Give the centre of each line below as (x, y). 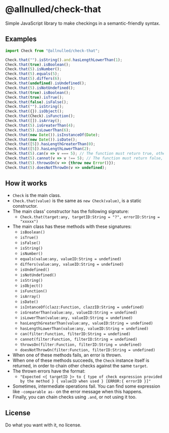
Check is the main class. (37, 196)
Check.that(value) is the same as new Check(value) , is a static (77, 201)
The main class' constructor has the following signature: (71, 211)
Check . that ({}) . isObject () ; (35, 111)
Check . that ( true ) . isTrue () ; (35, 97)
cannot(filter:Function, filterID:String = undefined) (78, 339)
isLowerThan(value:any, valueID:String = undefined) (76, 318)
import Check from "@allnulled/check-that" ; (53, 51)
